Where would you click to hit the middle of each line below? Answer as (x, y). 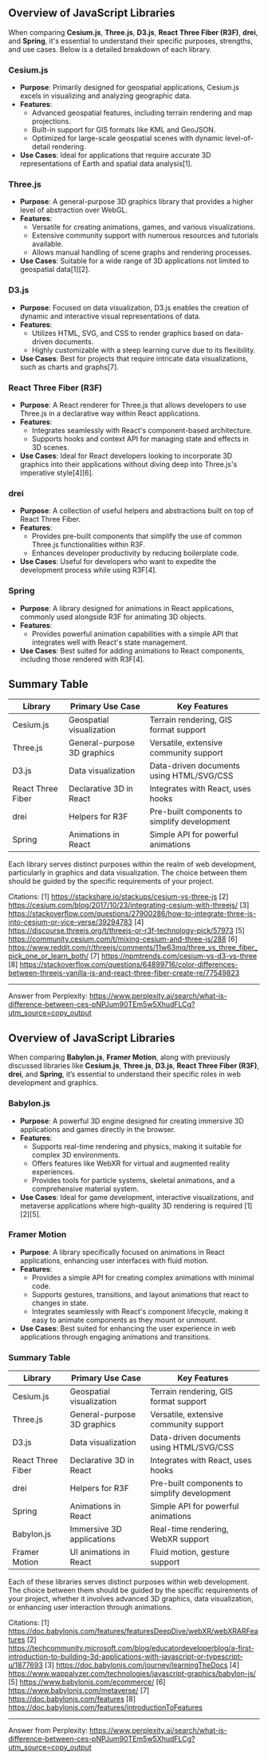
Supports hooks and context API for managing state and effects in (140, 439)
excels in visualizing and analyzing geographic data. (105, 96)
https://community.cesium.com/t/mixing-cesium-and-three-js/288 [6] (123, 939)
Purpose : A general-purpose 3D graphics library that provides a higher (136, 202)
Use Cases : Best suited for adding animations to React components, (132, 650)
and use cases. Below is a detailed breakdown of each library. (110, 49)
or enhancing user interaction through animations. (91, 1608)
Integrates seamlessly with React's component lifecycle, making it (140, 1311)
